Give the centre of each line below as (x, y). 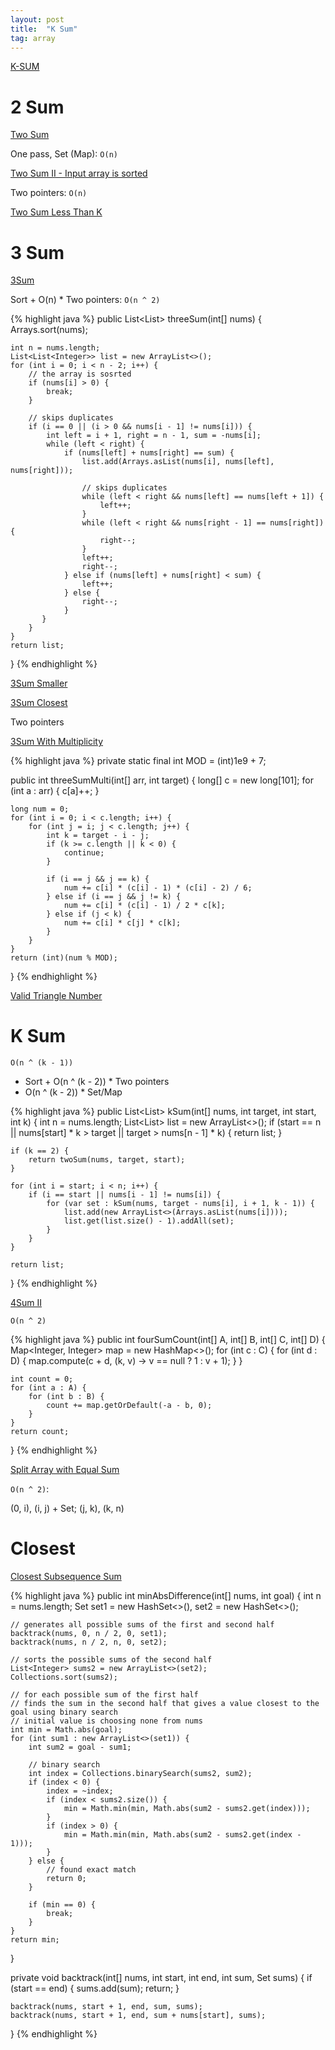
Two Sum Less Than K (56, 212)
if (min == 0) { (62, 1905)
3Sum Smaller (39, 683)
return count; (40, 1432)
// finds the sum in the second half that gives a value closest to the (165, 1704)
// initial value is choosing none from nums (106, 1721)
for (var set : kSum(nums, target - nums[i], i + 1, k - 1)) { (180, 1204)
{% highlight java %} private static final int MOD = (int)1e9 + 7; (138, 761)
